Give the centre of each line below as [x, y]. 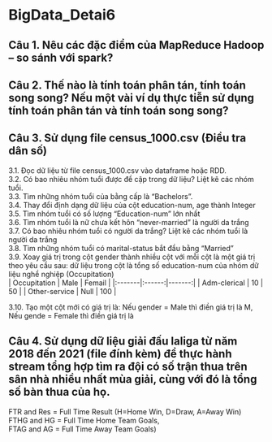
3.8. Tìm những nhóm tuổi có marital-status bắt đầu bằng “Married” [121, 248]
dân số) [28, 151]
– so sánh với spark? [61, 57]
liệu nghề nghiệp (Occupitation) [61, 274]
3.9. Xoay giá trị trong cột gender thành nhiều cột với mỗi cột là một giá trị [132, 257]
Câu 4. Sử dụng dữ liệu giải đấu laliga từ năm [123, 342]
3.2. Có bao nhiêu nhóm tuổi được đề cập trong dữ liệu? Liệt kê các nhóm [131, 179]
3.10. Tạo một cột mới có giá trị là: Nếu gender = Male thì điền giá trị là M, [131, 307]
